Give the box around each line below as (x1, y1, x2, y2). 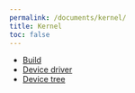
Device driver (22, 64, 73, 75)
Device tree (22, 74, 66, 85)
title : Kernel (9, 22, 63, 31)
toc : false (9, 30, 50, 39)
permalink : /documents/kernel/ (9, 13, 127, 23)
